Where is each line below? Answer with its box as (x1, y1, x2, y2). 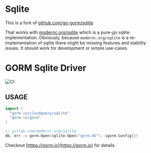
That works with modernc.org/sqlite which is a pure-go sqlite (5, 29, 130, 35)
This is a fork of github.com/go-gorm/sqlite (5, 20, 94, 26)
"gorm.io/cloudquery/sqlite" (9, 111, 70, 115)
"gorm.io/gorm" (9, 115, 41, 120)
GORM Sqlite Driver (5, 63, 87, 74)
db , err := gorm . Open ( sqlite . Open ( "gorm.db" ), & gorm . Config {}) (5, 133, 139, 139)
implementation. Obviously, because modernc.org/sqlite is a (5, 35, 129, 40)
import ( (5, 106, 23, 111)
